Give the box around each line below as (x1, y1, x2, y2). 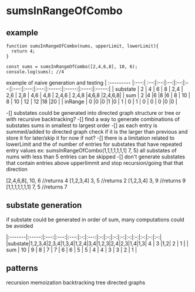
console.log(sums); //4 (6, 69, 65, 75)
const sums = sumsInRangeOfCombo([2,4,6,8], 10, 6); (6, 64, 138, 69)
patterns (6, 263, 38, 273)
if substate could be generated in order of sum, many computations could (6, 216, 184, 223)
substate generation (6, 200, 82, 210)
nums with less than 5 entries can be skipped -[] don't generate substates (6, 153, 186, 160)
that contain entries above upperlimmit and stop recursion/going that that (6, 160, 184, 166)
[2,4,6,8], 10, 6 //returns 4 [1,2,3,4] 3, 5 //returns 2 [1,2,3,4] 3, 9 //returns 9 (6, 177, 186, 184)
